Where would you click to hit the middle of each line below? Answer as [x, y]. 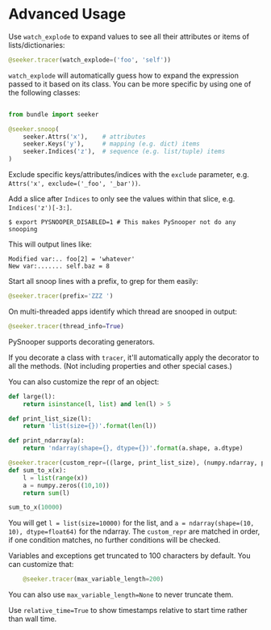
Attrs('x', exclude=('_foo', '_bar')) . [75, 184]
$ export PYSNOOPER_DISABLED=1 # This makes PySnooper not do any [122, 222]
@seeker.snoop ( [34, 129]
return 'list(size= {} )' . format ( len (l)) [90, 426]
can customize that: [41, 564]
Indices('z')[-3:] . [40, 208]
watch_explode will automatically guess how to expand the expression [124, 75]
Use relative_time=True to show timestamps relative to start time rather [128, 611]
